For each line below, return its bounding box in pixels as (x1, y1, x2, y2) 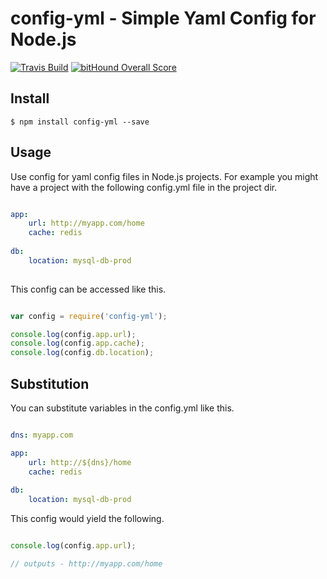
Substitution (10, 375, 90, 392)
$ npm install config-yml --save (10, 117, 150, 127)
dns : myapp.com (10, 430, 74, 440)
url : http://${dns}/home (28, 457, 132, 467)
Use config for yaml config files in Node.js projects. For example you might (10, 170, 319, 182)
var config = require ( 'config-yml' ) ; (10, 311, 168, 321)
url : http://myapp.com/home (28, 218, 145, 229)
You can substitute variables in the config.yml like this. (10, 402, 235, 414)
